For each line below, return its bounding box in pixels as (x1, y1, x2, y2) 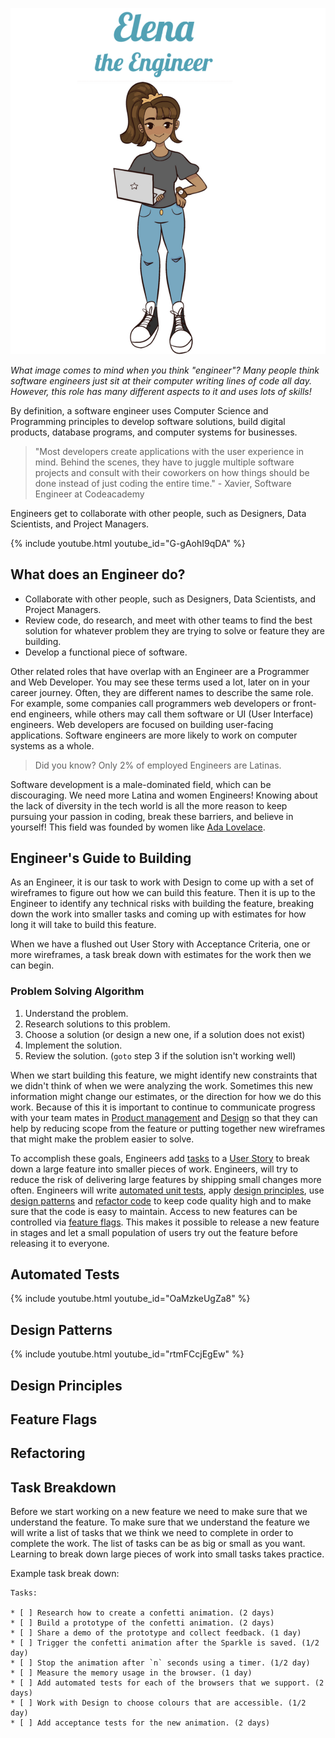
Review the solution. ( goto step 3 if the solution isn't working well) (24, 1049, 297, 1062)
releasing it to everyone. (10, 1237, 110, 1249)
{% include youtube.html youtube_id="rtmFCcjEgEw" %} (10, 1348, 245, 1360)
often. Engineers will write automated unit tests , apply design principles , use (10, 1184, 325, 1196)
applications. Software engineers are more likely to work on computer (10, 729, 298, 741)
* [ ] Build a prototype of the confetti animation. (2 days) (10, 1618, 275, 1628)
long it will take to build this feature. (10, 919, 157, 931)
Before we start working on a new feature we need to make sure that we (10, 1506, 308, 1518)
